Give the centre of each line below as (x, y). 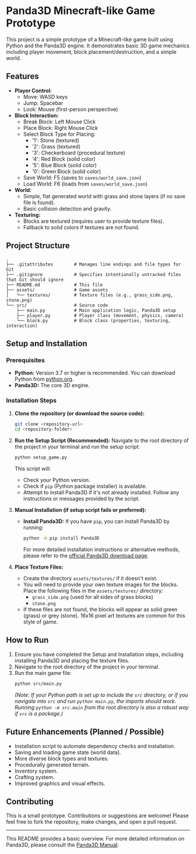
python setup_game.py (41, 457)
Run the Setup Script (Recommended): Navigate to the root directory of (101, 440)
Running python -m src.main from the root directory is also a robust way (101, 707)
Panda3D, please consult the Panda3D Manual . (63, 845)
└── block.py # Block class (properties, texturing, (94, 321)
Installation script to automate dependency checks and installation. (95, 746)
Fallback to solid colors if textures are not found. (81, 227)
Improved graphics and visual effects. (60, 783)
